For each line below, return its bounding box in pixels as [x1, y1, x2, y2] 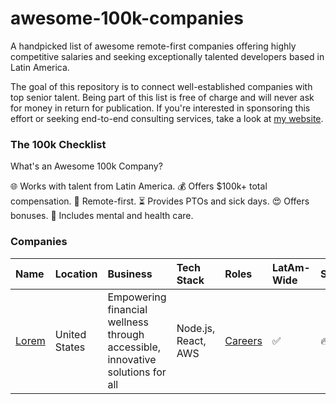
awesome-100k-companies [10, 7, 244, 30]
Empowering [107, 290, 167, 304]
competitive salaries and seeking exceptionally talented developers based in [10, 50, 325, 62]
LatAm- [271, 260, 311, 274]
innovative [107, 352, 157, 366]
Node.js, [176, 321, 216, 335]
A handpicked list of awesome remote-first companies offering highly [10, 40, 297, 52]
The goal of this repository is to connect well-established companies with [10, 80, 313, 92]
